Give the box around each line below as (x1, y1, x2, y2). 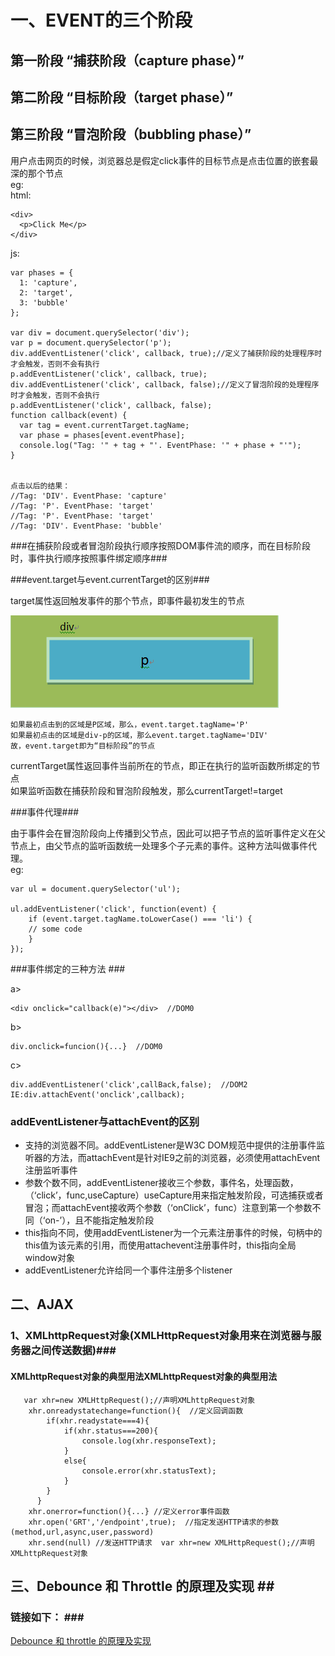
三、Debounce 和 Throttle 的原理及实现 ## (10, 1577, 275, 1595)
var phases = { (10, 267, 74, 278)
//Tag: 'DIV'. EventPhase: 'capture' (10, 491, 168, 501)
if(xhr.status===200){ (63, 1426, 159, 1436)
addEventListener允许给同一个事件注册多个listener (24, 1264, 233, 1276)
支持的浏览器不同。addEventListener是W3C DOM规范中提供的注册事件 (24, 1139, 317, 1151)
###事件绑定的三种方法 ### (10, 962, 126, 975)
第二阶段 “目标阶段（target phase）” (10, 89, 234, 106)
